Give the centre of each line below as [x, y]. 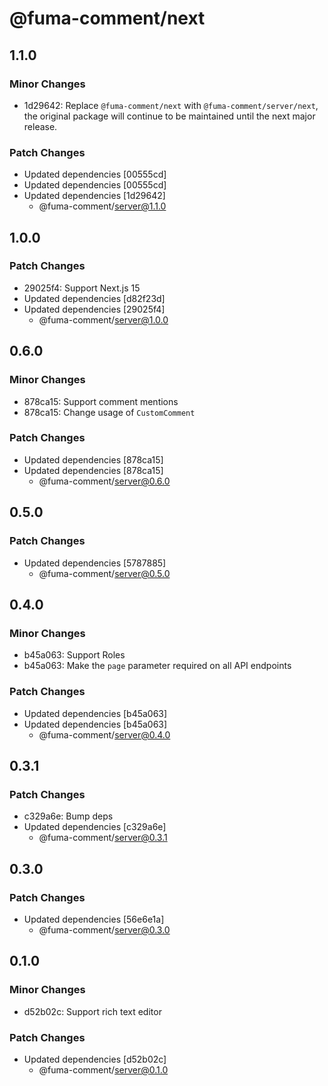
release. [40, 126]
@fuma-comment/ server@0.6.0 [104, 481]
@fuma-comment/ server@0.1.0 [103, 1069]
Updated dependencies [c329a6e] [95, 827]
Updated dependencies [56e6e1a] [94, 919]
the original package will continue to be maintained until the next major [169, 116]
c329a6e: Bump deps [68, 816]
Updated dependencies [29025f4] [94, 309]
